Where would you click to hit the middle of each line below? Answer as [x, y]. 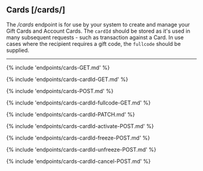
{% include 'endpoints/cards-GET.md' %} [58, 67]
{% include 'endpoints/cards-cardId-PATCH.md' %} [71, 114]
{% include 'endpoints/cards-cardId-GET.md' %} [67, 79]
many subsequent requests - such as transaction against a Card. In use [95, 37]
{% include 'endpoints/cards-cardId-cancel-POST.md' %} [79, 161]
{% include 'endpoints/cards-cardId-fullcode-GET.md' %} [79, 103]
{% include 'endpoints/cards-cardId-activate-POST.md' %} [80, 126]
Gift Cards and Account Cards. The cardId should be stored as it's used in [98, 31]
